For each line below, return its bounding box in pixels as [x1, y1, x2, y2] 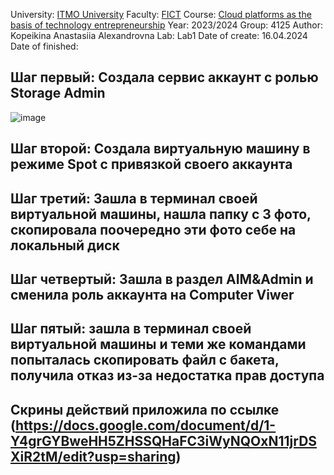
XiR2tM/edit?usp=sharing [10, 448, 177, 465]
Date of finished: [10, 40, 79, 52]
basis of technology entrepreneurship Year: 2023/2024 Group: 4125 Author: [10, 19, 323, 31]
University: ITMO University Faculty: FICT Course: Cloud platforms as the [10, 9, 312, 20]
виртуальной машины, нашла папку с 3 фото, [10, 205, 312, 223]
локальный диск [10, 237, 120, 254]
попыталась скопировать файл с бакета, [10, 352, 280, 369]
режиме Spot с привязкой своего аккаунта [10, 156, 293, 173]
